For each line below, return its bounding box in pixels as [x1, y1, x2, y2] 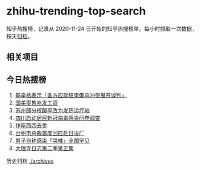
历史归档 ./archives [6, 157, 54, 165]
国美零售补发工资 [15, 99, 58, 106]
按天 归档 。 [6, 32, 33, 40]
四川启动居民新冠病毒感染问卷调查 [15, 114, 101, 122]
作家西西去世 [15, 122, 47, 129]
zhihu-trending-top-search [6, 4, 146, 18]
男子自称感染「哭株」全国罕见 [15, 137, 90, 145]
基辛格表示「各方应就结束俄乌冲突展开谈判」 [15, 92, 127, 99]
